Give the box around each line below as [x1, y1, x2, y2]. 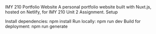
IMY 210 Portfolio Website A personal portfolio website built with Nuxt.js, [5, 4, 152, 10]
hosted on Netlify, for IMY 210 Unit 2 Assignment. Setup [5, 9, 118, 15]
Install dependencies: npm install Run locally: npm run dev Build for [5, 19, 141, 24]
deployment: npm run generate [5, 23, 68, 29]
